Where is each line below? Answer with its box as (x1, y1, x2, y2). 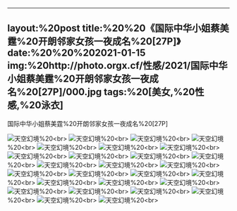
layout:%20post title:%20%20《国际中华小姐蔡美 (7, 23, 229, 34)
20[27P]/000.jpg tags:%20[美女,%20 (25, 86, 195, 98)
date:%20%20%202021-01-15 (7, 47, 146, 59)
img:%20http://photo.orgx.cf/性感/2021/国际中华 (7, 60, 228, 72)
